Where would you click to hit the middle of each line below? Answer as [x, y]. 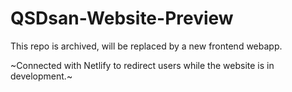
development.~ [41, 76]
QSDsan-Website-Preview [122, 18]
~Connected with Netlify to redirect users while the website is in [142, 65]
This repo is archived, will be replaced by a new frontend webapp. [146, 46]
